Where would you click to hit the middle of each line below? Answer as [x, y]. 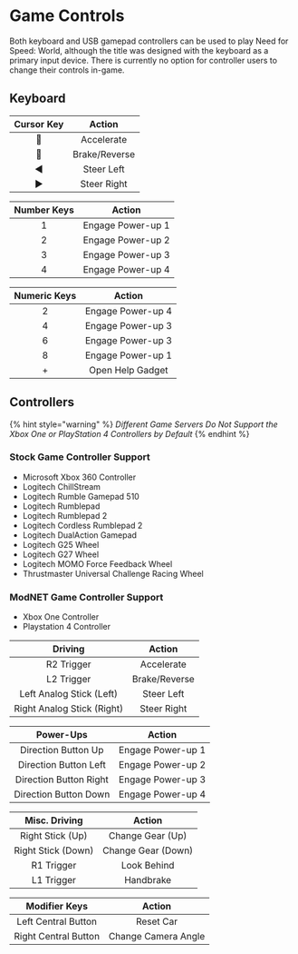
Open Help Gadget [129, 370]
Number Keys [44, 210]
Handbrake [148, 880]
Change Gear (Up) [148, 836]
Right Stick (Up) [53, 836]
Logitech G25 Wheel [61, 544]
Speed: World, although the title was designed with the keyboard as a [139, 50]
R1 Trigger [54, 866]
